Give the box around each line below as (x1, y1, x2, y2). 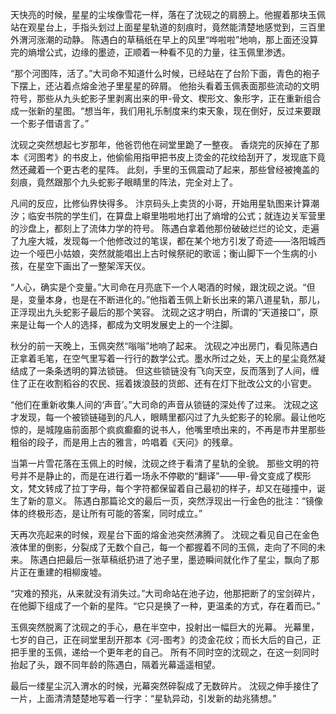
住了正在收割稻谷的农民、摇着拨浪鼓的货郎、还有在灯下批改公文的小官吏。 (10, 378, 317, 389)
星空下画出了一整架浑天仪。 (36, 260, 151, 272)
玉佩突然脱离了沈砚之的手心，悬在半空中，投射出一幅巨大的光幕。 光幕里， (10, 621, 320, 633)
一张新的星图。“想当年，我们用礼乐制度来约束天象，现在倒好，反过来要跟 (18, 105, 322, 117)
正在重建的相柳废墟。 (18, 566, 107, 578)
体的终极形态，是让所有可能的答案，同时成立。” (10, 508, 203, 519)
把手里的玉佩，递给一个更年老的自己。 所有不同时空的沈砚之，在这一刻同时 (10, 646, 320, 658)
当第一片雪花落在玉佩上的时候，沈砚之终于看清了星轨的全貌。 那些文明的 (10, 458, 311, 469)
